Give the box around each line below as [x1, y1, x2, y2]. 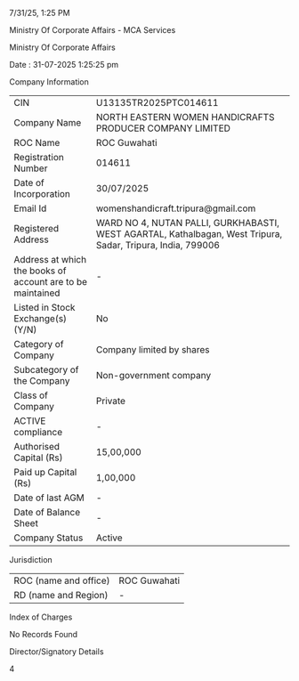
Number [13, 162, 48, 174]
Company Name [13, 117, 82, 128]
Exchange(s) [13, 312, 68, 324]
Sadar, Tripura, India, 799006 [95, 239, 221, 251]
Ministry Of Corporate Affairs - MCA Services [9, 25, 176, 35]
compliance [13, 426, 63, 438]
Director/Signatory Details [9, 646, 104, 657]
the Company [13, 375, 70, 386]
